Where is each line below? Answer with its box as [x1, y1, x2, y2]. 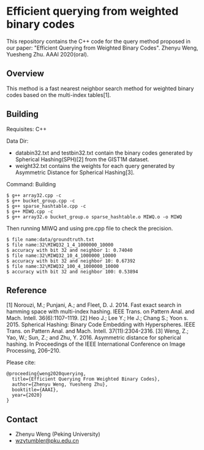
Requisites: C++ [6, 125, 47, 132]
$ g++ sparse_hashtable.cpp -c [6, 203, 86, 209]
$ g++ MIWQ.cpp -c [6, 208, 53, 215]
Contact [6, 414, 38, 424]
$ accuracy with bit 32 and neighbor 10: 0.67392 [6, 257, 136, 264]
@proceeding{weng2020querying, [6, 371, 86, 377]
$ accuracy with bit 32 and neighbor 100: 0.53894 [6, 269, 138, 275]
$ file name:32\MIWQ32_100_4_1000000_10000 [6, 263, 119, 269]
